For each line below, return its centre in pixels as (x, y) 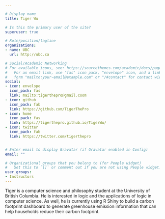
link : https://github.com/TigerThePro (49, 109)
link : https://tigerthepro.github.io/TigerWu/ (58, 123)
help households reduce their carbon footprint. (52, 211)
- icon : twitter (22, 127)
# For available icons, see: (35, 68)
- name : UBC (17, 50)
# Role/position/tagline (30, 41)
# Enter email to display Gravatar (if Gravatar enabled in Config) (77, 150)
